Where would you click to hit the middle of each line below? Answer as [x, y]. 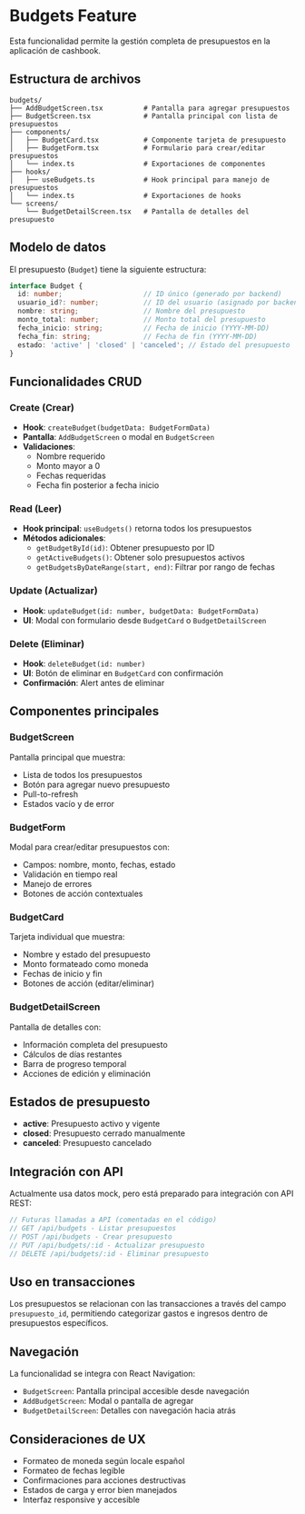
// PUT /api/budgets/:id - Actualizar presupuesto [107, 1245]
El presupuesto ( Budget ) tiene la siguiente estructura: [108, 269]
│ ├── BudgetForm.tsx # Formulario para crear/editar [138, 148]
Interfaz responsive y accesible [81, 1499]
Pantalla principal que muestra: [67, 757]
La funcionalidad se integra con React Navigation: [103, 1374]
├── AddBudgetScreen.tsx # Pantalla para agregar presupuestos [150, 108]
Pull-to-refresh [50, 794]
